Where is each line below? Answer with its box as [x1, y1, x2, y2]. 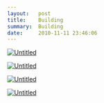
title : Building [7, 17, 64, 24]
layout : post [7, 10, 51, 17]
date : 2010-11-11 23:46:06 [7, 29, 98, 37]
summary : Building [7, 23, 64, 30]
